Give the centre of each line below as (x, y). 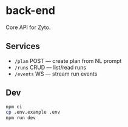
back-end (31, 11)
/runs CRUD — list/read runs (50, 67)
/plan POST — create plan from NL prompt (68, 60)
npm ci (14, 106)
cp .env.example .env (33, 112)
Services (23, 46)
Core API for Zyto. (28, 27)
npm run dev (21, 118)
